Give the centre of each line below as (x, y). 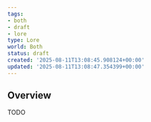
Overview (30, 95)
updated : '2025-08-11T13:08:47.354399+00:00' (76, 67)
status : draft (28, 54)
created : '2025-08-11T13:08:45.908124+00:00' (76, 60)
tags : (15, 14)
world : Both (25, 47)
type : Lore (24, 40)
